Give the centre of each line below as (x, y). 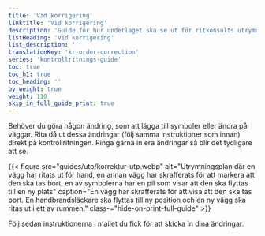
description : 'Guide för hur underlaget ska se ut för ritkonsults (121, 30)
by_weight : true (35, 89)
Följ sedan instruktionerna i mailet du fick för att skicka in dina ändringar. (126, 224)
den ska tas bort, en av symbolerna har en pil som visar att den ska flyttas (128, 183)
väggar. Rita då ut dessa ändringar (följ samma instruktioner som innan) (124, 134)
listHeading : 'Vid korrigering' (61, 37)
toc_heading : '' (35, 81)
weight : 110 (28, 96)
